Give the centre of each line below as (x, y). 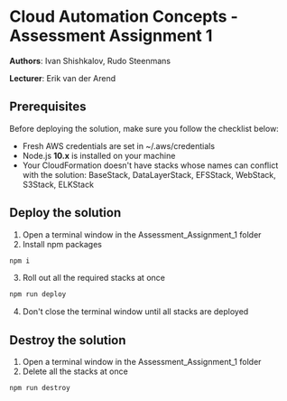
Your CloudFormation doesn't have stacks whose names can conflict (150, 165)
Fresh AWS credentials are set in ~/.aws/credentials (118, 145)
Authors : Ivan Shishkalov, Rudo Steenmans (90, 61)
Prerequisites (48, 107)
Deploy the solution (65, 213)
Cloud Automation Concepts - (124, 17)
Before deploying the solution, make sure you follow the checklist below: (144, 128)
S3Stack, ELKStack (58, 184)
